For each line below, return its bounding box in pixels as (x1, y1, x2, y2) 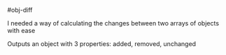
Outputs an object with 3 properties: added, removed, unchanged (7, 40, 197, 47)
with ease (7, 27, 36, 34)
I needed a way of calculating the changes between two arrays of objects (7, 19, 219, 27)
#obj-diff (7, 6, 33, 14)
